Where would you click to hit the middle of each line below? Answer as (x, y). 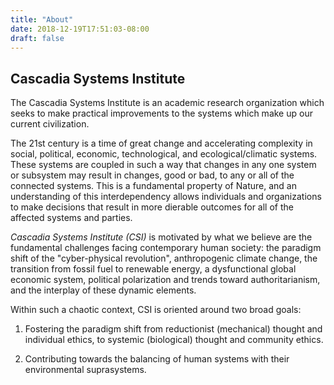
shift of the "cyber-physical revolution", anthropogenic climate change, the (164, 258)
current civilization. (50, 124)
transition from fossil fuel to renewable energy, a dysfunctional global (153, 269)
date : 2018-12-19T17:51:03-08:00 (80, 29)
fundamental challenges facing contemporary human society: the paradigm (166, 248)
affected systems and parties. (71, 218)
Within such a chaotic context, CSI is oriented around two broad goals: (156, 310)
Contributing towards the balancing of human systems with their (157, 359)
